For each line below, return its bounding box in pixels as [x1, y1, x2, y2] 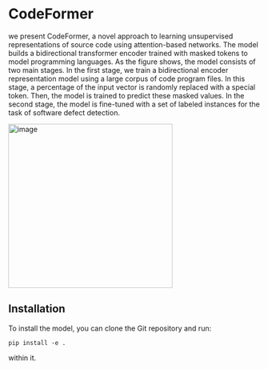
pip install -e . [8, 339, 66, 347]
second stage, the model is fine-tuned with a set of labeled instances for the [8, 99, 260, 109]
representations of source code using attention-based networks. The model [8, 39, 258, 49]
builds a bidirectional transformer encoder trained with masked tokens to [8, 48, 248, 58]
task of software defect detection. [8, 107, 120, 117]
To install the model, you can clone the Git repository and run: [8, 323, 212, 333]
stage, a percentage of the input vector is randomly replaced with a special [8, 82, 256, 92]
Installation [8, 302, 66, 316]
